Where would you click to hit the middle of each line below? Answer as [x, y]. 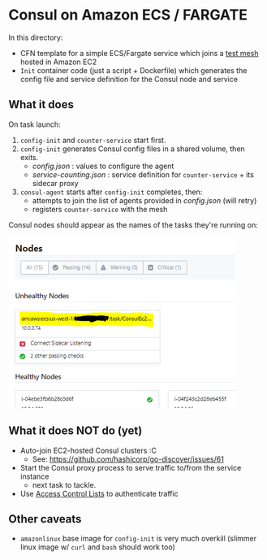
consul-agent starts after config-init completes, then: [111, 192]
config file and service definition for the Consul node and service [129, 79]
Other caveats [45, 519]
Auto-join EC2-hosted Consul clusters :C [88, 450]
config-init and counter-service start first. [93, 140]
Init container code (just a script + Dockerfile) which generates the [133, 70]
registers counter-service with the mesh [100, 209]
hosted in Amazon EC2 [58, 62]
